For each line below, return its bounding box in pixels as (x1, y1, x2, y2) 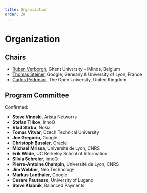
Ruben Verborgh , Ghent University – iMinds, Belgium (12, 66, 120, 72)
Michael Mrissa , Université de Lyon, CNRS (12, 145, 100, 151)
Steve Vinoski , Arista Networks (12, 114, 77, 120)
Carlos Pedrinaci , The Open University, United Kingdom (12, 76, 127, 82)
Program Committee (5, 91, 69, 99)
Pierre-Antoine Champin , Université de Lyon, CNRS (12, 161, 119, 167)
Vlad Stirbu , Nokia (12, 125, 51, 130)
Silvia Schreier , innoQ (12, 156, 58, 162)
